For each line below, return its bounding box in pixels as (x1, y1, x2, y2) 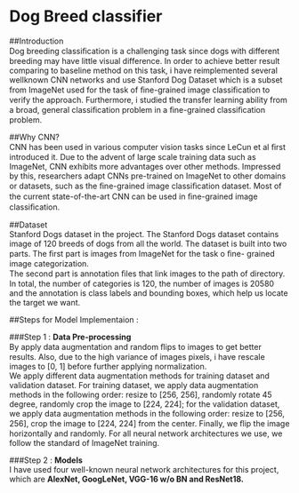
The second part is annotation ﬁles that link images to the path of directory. (9, 268, 286, 279)
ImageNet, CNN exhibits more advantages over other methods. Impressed (9, 161, 281, 171)
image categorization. (9, 258, 89, 268)
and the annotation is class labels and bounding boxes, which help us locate (9, 287, 288, 298)
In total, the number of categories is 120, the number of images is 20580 (9, 278, 274, 289)
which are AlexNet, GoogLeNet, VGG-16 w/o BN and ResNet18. (9, 473, 245, 484)
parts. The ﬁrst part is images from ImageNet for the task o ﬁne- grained (9, 248, 275, 258)
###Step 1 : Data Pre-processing (9, 331, 132, 342)
